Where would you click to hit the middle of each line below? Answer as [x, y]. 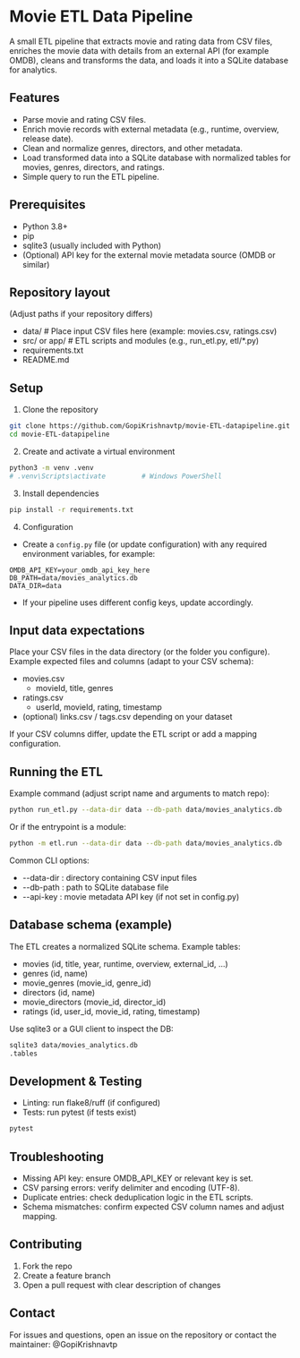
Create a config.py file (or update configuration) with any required [144, 544]
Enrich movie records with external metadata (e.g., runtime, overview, [150, 129]
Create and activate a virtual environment [99, 451]
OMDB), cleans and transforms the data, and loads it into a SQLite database [149, 60]
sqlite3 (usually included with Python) [92, 245]
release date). [48, 138]
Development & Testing [76, 1081]
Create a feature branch [66, 1275]
